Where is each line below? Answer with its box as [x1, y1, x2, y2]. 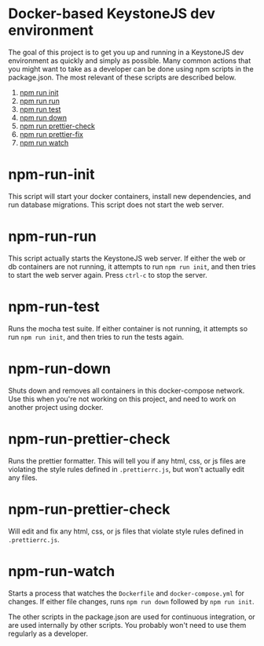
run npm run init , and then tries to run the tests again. [8, 332, 185, 341]
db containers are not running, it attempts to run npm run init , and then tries [8, 261, 256, 271]
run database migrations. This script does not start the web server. [8, 200, 225, 209]
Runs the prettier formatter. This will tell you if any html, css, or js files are [8, 456, 246, 465]
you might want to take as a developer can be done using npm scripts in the [8, 64, 254, 73]
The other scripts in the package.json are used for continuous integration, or [8, 611, 255, 622]
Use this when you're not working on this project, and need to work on [8, 394, 236, 404]
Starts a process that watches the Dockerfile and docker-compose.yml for [8, 588, 245, 598]
